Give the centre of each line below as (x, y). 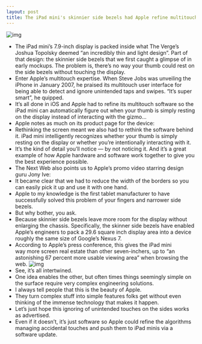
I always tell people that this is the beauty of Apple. (78, 289)
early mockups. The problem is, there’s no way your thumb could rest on (105, 65)
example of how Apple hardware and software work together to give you (105, 155)
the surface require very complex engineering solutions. (84, 283)
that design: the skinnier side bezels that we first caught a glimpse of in (103, 59)
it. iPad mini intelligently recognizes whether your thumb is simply (96, 136)
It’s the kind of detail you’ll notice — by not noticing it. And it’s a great (100, 149)
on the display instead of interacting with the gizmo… (81, 117)
